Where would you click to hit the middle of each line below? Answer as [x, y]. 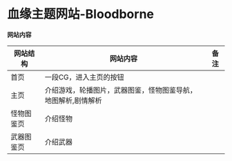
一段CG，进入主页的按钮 [84, 77]
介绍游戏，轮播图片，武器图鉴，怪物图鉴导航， [120, 90]
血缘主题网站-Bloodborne [80, 14]
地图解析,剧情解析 [73, 100]
